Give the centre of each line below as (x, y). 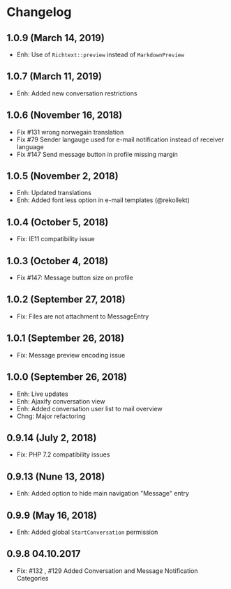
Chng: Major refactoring (51, 416)
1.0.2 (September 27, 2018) (66, 299)
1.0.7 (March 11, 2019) (54, 76)
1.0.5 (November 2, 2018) (63, 176)
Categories (32, 578)
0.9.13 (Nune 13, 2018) (56, 476)
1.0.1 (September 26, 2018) (66, 338)
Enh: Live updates (43, 394)
